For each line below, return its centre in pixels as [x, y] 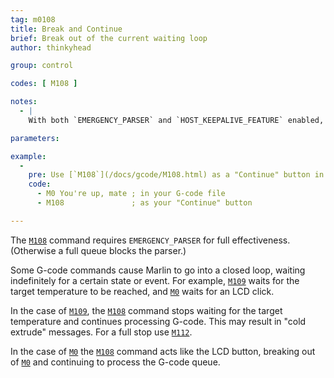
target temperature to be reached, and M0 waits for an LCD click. [142, 291]
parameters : [35, 138]
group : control [42, 66]
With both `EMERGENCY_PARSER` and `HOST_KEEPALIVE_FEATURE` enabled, [176, 120]
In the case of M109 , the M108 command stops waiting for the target [146, 310]
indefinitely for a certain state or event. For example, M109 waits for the [155, 280]
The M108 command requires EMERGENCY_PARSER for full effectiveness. [150, 240]
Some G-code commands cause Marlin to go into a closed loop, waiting [158, 270]
